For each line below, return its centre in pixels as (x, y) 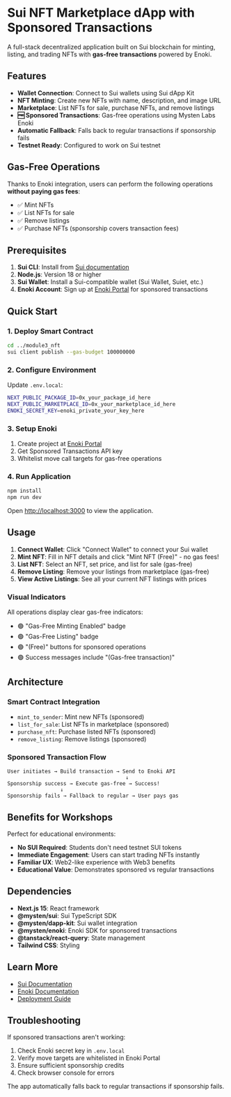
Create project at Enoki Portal (59, 444)
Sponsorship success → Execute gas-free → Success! (83, 784)
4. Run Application (39, 476)
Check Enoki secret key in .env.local (71, 1051)
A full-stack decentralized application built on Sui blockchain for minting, (111, 47)
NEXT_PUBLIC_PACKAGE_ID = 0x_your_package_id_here (79, 398)
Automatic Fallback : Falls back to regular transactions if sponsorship (117, 130)
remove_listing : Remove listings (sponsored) (82, 739)
